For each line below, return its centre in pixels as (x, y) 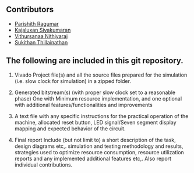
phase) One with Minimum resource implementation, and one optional (98, 98)
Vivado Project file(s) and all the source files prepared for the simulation (101, 75)
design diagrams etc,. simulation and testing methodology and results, (99, 146)
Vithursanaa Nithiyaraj (41, 36)
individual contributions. (43, 165)
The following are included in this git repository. (95, 61)
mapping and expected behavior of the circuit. (70, 129)
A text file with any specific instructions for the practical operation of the (101, 116)
